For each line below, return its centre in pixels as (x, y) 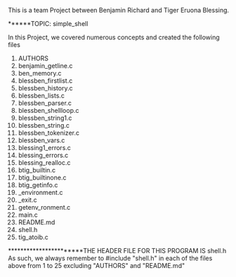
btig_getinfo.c (38, 185)
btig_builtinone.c (42, 177)
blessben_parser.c (45, 103)
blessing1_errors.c (44, 148)
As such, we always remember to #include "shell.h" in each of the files (110, 258)
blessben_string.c (44, 125)
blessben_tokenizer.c (49, 133)
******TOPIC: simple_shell (48, 23)
